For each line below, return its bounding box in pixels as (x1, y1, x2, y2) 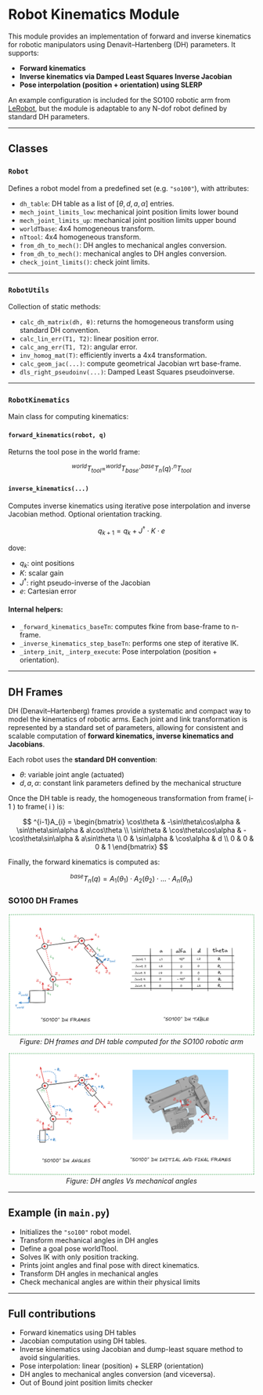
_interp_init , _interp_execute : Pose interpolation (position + (19, 647, 218, 656)
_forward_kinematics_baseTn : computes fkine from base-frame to (19, 622, 230, 631)
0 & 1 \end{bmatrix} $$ (95, 842, 168, 851)
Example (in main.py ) (8, 1207, 110, 1220)
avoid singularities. (19, 1353, 81, 1363)
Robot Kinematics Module (8, 5, 180, 24)
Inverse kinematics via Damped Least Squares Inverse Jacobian (19, 71, 232, 81)
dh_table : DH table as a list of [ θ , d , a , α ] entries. (19, 199, 175, 208)
